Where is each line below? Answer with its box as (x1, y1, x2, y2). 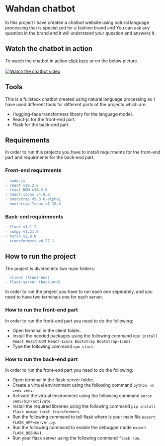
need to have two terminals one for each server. (5, 294, 103, 300)
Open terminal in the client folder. (12, 327, 81, 333)
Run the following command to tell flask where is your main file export (12, 414, 156, 420)
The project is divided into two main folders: (5, 265, 95, 272)
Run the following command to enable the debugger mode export (12, 424, 147, 430)
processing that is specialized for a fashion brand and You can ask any (5, 24, 150, 30)
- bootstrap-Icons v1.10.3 (5, 201, 61, 207)
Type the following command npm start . (12, 343, 95, 349)
